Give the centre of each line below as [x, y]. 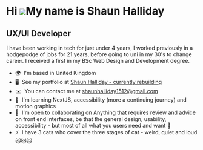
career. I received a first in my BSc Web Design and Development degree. [98, 61]
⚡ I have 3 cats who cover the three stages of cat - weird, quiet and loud [106, 132]
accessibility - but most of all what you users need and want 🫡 [93, 126]
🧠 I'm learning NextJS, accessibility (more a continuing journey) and [101, 100]
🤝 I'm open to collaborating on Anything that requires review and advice [105, 112]
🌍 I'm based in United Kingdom [55, 73]
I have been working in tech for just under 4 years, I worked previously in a [99, 48]
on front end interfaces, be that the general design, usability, [91, 119]
